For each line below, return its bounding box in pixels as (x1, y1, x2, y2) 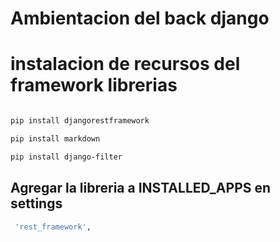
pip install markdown (10, 134, 101, 144)
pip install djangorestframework (10, 116, 150, 126)
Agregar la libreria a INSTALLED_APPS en (10, 180, 272, 197)
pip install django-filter (10, 152, 123, 162)
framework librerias (10, 74, 178, 97)
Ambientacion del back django (10, 7, 270, 30)
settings (10, 195, 63, 212)
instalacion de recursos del (10, 53, 241, 76)
